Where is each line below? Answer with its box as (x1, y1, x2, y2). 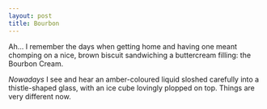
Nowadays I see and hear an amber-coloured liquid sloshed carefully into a (8, 74, 260, 84)
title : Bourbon (8, 19, 60, 27)
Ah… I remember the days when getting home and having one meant (8, 41, 237, 51)
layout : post (8, 11, 53, 20)
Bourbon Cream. (8, 58, 64, 69)
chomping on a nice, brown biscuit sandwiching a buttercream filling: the (8, 50, 252, 60)
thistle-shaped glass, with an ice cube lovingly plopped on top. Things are (8, 82, 255, 93)
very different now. (8, 91, 71, 101)
